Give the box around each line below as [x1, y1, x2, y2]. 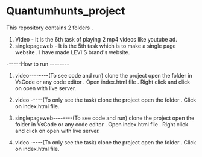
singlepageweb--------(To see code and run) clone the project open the [14, 114, 195, 122]
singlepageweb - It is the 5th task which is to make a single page [14, 42, 176, 49]
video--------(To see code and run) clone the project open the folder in [14, 72, 192, 79]
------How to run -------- [6, 60, 69, 67]
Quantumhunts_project [6, 4, 125, 18]
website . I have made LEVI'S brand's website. [14, 48, 130, 55]
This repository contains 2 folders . [6, 24, 93, 31]
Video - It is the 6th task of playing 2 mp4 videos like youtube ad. [14, 35, 178, 43]
